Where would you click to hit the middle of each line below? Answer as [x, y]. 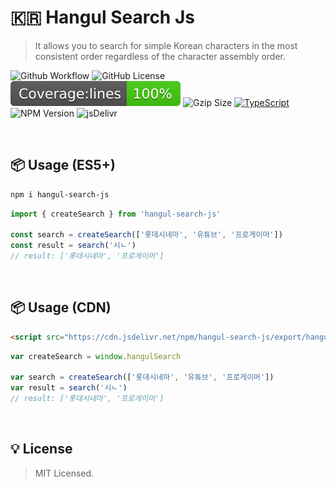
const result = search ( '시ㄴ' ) [73, 246]
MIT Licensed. [64, 473]
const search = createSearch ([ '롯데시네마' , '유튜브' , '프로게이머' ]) [146, 235]
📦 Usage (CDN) [61, 307]
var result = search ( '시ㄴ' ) [69, 388]
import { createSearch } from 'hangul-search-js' [116, 214]
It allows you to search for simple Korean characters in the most [166, 45]
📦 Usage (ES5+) [63, 165]
